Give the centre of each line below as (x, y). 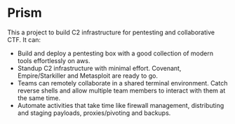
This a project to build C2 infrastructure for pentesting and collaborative (111, 32)
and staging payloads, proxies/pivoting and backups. (94, 113)
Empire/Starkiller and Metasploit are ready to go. (87, 76)
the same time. (39, 98)
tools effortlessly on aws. (54, 60)
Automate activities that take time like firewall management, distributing (121, 105)
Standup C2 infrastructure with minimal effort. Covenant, (99, 68)
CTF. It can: (24, 39)
